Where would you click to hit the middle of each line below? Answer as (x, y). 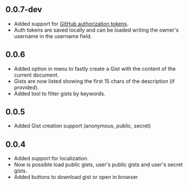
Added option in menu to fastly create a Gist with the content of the (95, 68)
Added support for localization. (51, 159)
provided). (26, 87)
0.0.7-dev (24, 10)
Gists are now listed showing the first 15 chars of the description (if (94, 81)
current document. (36, 75)
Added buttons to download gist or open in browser (76, 177)
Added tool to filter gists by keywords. (60, 94)
